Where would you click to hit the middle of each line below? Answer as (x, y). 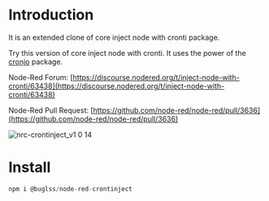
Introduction (51, 15)
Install (30, 167)
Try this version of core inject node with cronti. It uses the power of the (127, 53)
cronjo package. (36, 62)
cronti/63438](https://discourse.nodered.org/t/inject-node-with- (117, 86)
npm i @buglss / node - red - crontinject (70, 189)
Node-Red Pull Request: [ (51, 110)
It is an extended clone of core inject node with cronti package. (114, 37)
